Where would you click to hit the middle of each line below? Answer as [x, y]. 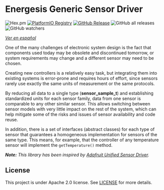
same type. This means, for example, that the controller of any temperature [82, 140]
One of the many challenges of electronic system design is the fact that [78, 47]
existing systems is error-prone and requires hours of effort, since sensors [82, 78]
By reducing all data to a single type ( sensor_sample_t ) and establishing [80, 93]
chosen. [13, 63]
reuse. [12, 119]
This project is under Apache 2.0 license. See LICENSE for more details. [79, 182]
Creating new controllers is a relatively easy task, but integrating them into [81, 73]
